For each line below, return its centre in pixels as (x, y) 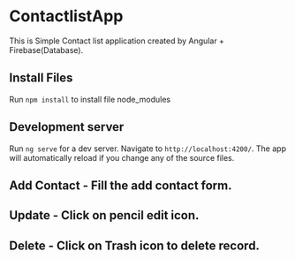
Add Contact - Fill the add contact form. (121, 185)
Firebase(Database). (46, 50)
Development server (67, 127)
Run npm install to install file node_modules (90, 99)
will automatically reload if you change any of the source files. (122, 157)
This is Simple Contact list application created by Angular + (117, 41)
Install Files (41, 78)
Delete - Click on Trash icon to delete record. (135, 245)
